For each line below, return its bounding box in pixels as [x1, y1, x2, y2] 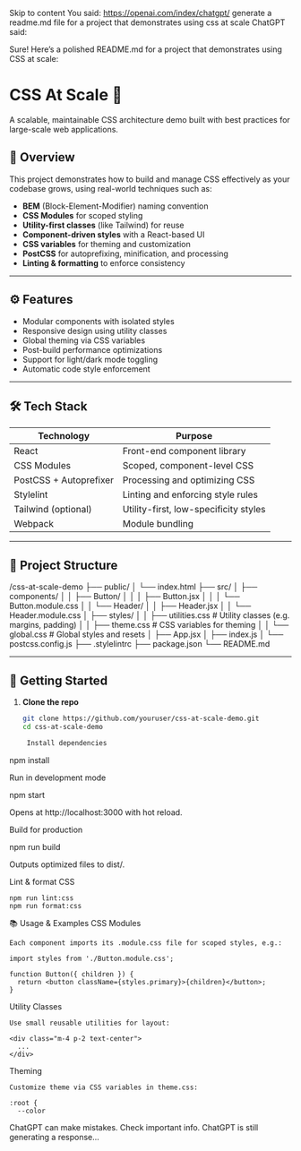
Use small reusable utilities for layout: [9, 1018, 170, 1027]
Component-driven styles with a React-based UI [21, 228, 205, 240]
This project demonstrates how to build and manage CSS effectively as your [9, 174, 290, 185]
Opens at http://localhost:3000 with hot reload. [9, 806, 183, 818]
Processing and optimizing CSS [122, 474, 255, 486]
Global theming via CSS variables [21, 335, 146, 346]
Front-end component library [122, 445, 246, 458]
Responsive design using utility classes [21, 325, 168, 336]
